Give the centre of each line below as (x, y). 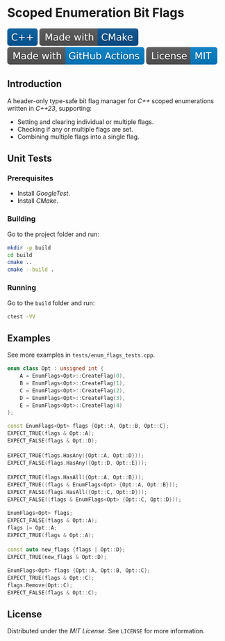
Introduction (35, 84)
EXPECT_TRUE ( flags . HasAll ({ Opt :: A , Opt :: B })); (76, 478)
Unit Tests (30, 159)
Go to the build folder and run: (51, 303)
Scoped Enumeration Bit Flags (96, 13)
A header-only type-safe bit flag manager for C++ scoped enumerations (110, 101)
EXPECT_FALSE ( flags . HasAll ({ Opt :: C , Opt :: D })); (77, 493)
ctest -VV (22, 316)
